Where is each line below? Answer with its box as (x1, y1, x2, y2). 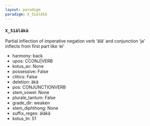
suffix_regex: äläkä (12, 110, 51, 116)
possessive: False (12, 68, 49, 74)
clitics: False (12, 73, 38, 79)
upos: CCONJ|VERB (12, 58, 53, 64)
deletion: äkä (12, 79, 39, 85)
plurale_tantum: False (12, 94, 56, 100)
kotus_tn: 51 (12, 115, 37, 121)
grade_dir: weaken (12, 99, 50, 106)
